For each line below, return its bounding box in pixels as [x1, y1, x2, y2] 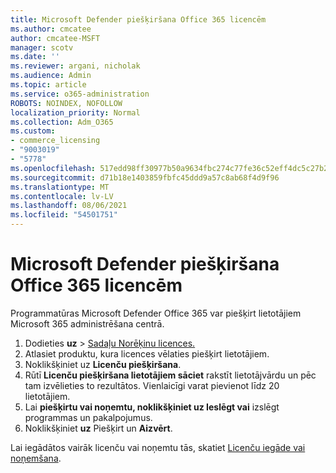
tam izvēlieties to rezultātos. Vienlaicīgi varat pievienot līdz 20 [24, 379, 280, 391]
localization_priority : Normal [10, 107, 141, 118]
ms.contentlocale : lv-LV [10, 191, 114, 201]
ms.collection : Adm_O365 [10, 117, 114, 127]
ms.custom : [10, 126, 56, 136]
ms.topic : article [10, 80, 87, 90]
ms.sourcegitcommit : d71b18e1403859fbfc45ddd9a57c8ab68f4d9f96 [10, 172, 280, 183]
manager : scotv [10, 42, 74, 53]
